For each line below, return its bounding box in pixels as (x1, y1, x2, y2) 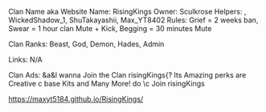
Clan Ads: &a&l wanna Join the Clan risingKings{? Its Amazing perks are (8, 70, 247, 79)
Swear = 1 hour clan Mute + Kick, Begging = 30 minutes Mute (8, 24, 212, 33)
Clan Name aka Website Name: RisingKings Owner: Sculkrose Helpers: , (8, 7, 247, 16)
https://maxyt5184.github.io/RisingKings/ (8, 94, 144, 103)
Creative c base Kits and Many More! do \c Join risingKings (8, 79, 205, 88)
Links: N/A (8, 55, 43, 64)
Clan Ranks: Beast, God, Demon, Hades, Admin (8, 39, 165, 49)
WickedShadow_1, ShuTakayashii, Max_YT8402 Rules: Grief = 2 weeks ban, (8, 15, 259, 25)
